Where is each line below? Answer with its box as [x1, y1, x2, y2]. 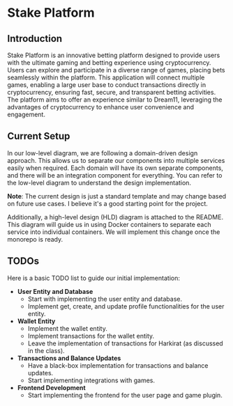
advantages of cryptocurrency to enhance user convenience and [7, 103, 194, 111]
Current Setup [7, 130, 70, 142]
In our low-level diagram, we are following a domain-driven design [7, 148, 198, 157]
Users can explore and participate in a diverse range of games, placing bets [7, 66, 225, 74]
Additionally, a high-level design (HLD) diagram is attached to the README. [7, 212, 224, 221]
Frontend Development [17, 383, 86, 391]
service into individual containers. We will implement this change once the [7, 228, 220, 236]
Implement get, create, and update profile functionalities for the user [27, 302, 225, 311]
